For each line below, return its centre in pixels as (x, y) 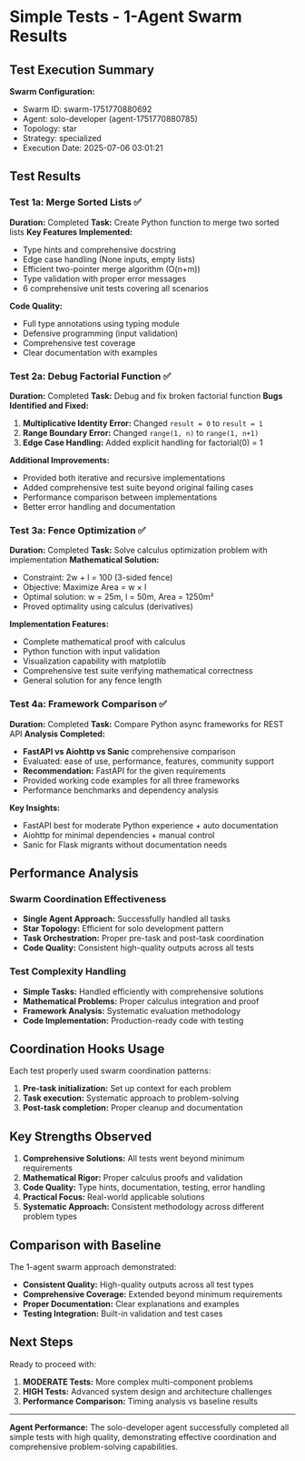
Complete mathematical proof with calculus (104, 642)
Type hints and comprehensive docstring (99, 249)
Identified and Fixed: (49, 405)
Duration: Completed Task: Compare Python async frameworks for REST (147, 724)
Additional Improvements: (60, 460)
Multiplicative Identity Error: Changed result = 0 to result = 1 (143, 423)
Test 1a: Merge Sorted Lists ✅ (76, 202)
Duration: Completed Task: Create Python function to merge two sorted (144, 222)
